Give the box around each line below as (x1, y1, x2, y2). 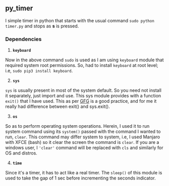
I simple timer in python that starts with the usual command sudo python (5, 17, 155, 23)
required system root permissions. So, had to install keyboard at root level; (5, 62, 158, 68)
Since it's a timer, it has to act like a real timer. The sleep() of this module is (5, 170, 162, 176)
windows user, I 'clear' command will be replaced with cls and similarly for (5, 144, 163, 151)
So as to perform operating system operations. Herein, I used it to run (5, 123, 150, 129)
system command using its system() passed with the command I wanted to (5, 129, 161, 135)
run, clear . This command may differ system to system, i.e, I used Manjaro (5, 134, 160, 140)
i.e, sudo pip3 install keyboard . (5, 68, 73, 74)
